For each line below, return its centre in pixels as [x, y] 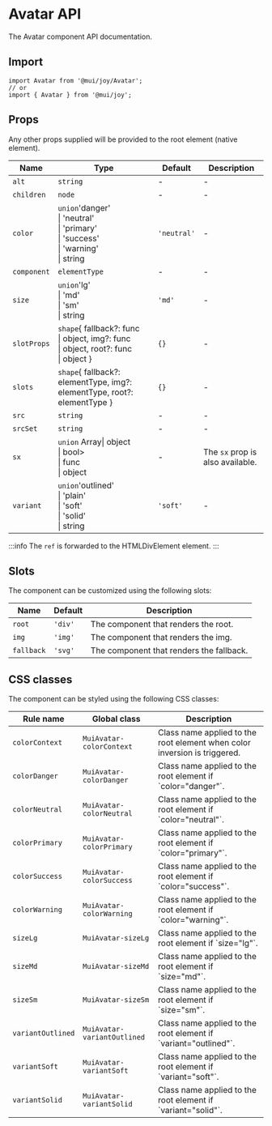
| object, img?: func [94, 339]
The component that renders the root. [162, 625]
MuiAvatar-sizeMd [116, 966]
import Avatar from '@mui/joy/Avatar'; [76, 81]
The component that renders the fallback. [169, 650]
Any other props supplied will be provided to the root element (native [123, 139]
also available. [230, 462]
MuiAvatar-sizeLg [116, 938]
